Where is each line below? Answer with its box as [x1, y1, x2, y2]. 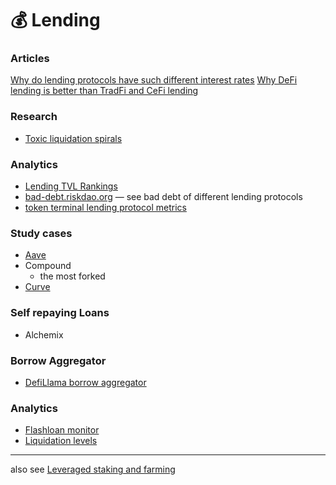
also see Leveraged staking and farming [10, 463, 176, 476]
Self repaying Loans [10, 306, 110, 320]
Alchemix [24, 328, 64, 341]
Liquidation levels [24, 435, 98, 447]
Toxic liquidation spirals [24, 132, 123, 144]
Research [10, 110, 58, 124]
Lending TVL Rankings [24, 180, 118, 192]
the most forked [39, 270, 106, 282]
